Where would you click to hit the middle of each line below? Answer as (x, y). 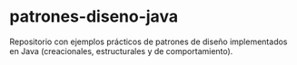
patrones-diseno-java (94, 17)
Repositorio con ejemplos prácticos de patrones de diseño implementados (148, 42)
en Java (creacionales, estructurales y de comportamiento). (121, 51)
